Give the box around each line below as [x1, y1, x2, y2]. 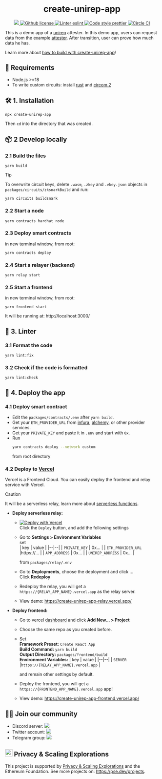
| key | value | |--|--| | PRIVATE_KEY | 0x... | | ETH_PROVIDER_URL [19, 545, 142, 550]
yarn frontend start [5, 304, 47, 310]
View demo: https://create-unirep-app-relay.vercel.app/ [19, 598, 132, 604]
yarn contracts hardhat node [5, 218, 64, 223]
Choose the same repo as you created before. [19, 627, 112, 632]
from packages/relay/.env [19, 559, 72, 565]
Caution [5, 491, 21, 497]
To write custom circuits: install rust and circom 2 [12, 82, 111, 87]
